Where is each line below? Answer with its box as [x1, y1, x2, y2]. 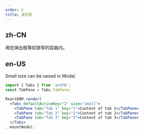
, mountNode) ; [5, 124, 35, 130]
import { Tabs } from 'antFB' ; [5, 83, 71, 88]
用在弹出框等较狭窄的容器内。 [5, 45, 67, 51]
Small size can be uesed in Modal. [5, 73, 77, 79]
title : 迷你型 [5, 12, 33, 17]
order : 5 [5, 7, 24, 13]
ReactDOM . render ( [5, 96, 42, 101]
